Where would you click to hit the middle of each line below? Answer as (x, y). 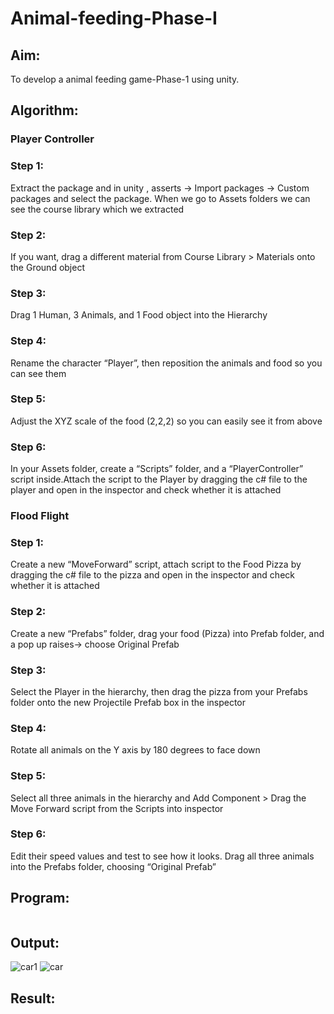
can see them (38, 373)
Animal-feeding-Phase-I (114, 18)
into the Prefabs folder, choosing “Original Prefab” (113, 866)
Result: (33, 998)
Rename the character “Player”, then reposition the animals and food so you (166, 363)
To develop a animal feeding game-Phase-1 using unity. (125, 79)
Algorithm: (44, 110)
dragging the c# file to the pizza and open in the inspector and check (152, 575)
